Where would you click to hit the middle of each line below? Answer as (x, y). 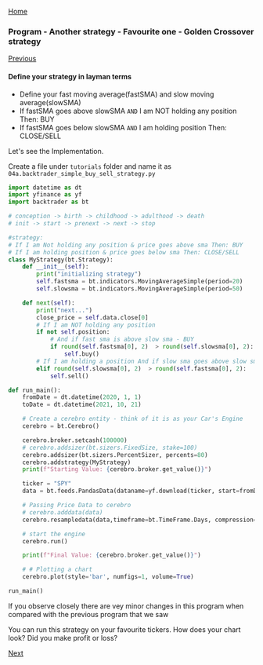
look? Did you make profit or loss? (63, 638)
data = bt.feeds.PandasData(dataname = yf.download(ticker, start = (131, 491)
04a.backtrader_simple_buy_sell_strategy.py (82, 174)
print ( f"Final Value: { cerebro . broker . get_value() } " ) (112, 555)
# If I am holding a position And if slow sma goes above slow (141, 361)
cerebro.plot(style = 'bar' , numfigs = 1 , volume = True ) (108, 577)
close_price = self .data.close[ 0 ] (92, 317)
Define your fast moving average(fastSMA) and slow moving (117, 94)
